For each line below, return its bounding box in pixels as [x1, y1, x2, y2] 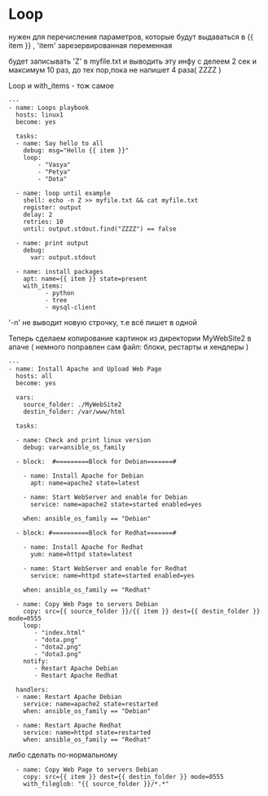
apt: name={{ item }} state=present [23, 275, 148, 283]
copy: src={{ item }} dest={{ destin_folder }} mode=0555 [23, 772, 224, 781]
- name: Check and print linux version [15, 436, 152, 444]
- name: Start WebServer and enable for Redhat [23, 564, 187, 573]
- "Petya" [37, 168, 71, 176]
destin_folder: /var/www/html [23, 407, 126, 416]
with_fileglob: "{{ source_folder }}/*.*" [23, 780, 169, 788]
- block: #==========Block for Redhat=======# [15, 529, 177, 537]
